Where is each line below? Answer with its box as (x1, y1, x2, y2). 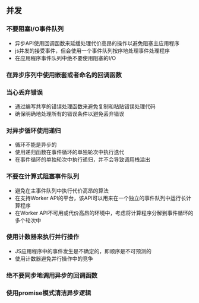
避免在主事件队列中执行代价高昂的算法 (14, 187, 109, 194)
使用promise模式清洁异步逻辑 (6, 289, 91, 297)
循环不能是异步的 (14, 141, 57, 149)
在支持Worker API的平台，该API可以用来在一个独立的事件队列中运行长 (14, 194, 187, 201)
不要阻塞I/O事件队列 (6, 25, 64, 33)
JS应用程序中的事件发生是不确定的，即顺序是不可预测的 (14, 247, 151, 254)
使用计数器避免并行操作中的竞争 (14, 255, 93, 262)
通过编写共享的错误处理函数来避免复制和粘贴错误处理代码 (14, 103, 156, 110)
